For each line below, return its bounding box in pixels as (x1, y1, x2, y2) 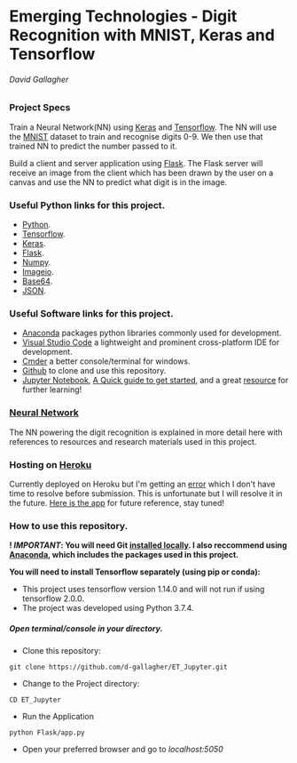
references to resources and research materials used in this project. (9, 436, 257, 446)
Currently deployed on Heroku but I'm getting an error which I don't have (9, 478, 276, 489)
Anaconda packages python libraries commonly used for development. (21, 327, 282, 339)
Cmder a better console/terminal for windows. (21, 356, 191, 366)
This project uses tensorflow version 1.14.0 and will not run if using (21, 584, 265, 595)
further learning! (21, 384, 82, 395)
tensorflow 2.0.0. (21, 593, 84, 604)
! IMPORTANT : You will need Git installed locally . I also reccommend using (9, 540, 288, 550)
